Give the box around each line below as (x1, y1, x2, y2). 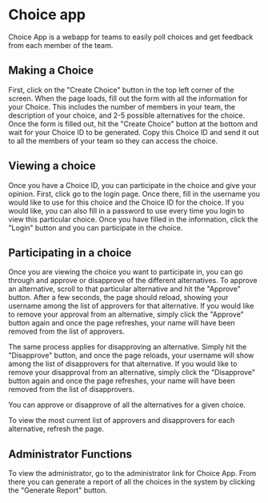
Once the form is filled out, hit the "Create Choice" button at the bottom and (8, 118, 258, 129)
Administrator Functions (8, 447, 133, 461)
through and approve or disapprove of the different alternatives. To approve (8, 276, 258, 285)
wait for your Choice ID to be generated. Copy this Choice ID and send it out (8, 127, 259, 137)
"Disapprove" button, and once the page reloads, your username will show (8, 350, 254, 361)
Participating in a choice (8, 246, 132, 259)
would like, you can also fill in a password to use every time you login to (8, 206, 245, 215)
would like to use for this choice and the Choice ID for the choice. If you (8, 198, 245, 207)
